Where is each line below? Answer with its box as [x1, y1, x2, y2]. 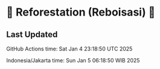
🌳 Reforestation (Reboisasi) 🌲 [6, 5, 156, 19]
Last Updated [6, 29, 58, 40]
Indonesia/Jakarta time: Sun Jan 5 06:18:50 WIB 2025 [6, 57, 140, 64]
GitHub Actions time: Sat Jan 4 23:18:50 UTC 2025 [6, 45, 133, 52]
